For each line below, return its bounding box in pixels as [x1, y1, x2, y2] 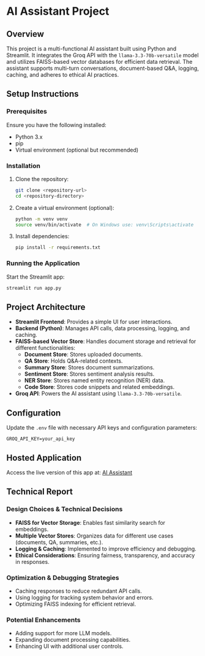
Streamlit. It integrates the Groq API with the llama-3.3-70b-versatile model [6, 52, 199, 59]
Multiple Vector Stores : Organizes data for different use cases [15, 532, 174, 539]
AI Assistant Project [6, 4, 110, 18]
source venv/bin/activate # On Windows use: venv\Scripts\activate [15, 222, 194, 228]
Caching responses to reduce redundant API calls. [15, 587, 143, 595]
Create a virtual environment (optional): [15, 204, 114, 211]
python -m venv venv [15, 216, 68, 222]
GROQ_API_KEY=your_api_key [6, 436, 75, 442]
